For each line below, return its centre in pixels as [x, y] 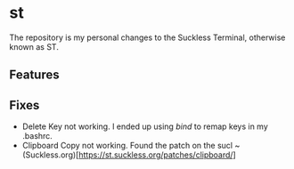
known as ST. [34, 46]
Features [34, 75]
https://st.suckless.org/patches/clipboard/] [157, 155]
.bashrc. [37, 136]
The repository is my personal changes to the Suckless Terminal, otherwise [147, 37]
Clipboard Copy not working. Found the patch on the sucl [127, 146]
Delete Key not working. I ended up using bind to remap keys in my [145, 126]
